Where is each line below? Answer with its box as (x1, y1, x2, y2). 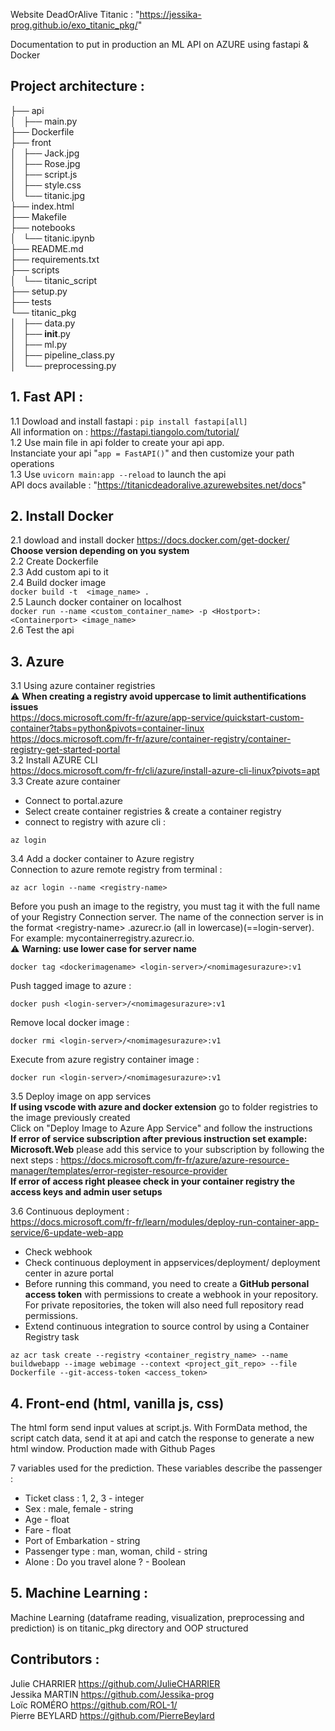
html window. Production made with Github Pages (10, 1443, 216, 1455)
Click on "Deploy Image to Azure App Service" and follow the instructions (10, 1122, 313, 1134)
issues (10, 701, 39, 713)
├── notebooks (10, 221, 76, 233)
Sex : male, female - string (24, 1503, 134, 1515)
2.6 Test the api (10, 624, 75, 636)
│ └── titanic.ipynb (10, 232, 95, 244)
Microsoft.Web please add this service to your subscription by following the (10, 1144, 325, 1156)
